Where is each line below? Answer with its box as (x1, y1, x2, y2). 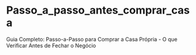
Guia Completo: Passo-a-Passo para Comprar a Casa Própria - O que (6, 35, 178, 43)
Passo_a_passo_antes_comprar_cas (6, 4, 190, 17)
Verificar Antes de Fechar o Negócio (6, 42, 97, 49)
